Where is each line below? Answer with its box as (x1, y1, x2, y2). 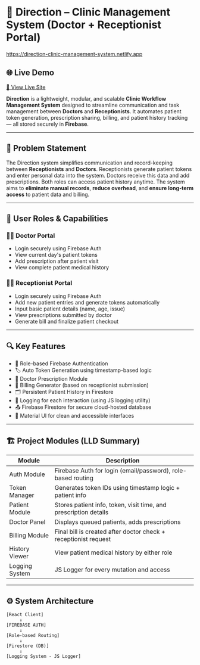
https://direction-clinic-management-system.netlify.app (6, 50, 143, 57)
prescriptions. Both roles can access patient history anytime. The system (6, 178, 186, 185)
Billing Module (9, 532, 49, 540)
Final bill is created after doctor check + (54, 527, 165, 536)
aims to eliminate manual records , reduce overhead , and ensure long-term (6, 184, 194, 191)
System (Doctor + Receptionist (6, 18, 162, 32)
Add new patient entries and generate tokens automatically (14, 299, 160, 306)
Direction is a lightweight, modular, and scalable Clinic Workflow (6, 95, 167, 102)
